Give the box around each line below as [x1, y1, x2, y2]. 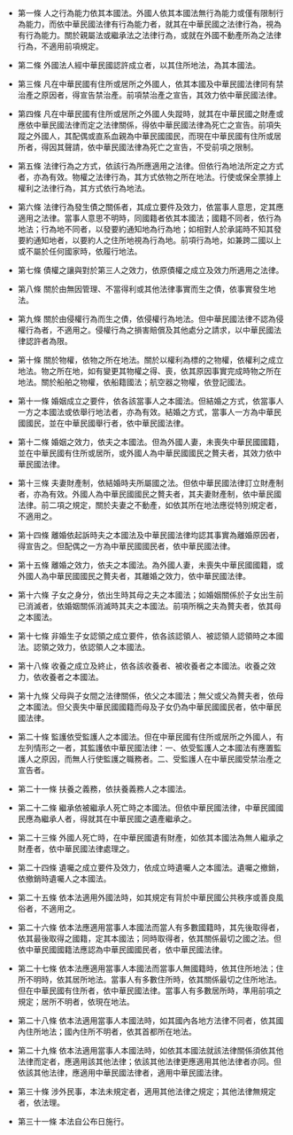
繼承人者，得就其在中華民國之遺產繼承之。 [41, 814, 197, 824]
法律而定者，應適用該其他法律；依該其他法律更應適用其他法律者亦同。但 [17, 1056, 281, 1067]
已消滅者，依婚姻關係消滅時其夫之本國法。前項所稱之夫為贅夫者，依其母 [17, 601, 281, 611]
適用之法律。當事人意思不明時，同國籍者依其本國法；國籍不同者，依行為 [17, 213, 281, 223]
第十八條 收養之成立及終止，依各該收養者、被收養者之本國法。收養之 [17, 661, 268, 671]
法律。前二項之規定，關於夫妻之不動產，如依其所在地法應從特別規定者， [17, 500, 281, 510]
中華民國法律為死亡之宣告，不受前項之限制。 [95, 142, 258, 153]
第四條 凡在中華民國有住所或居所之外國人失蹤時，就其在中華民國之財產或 [17, 109, 284, 119]
